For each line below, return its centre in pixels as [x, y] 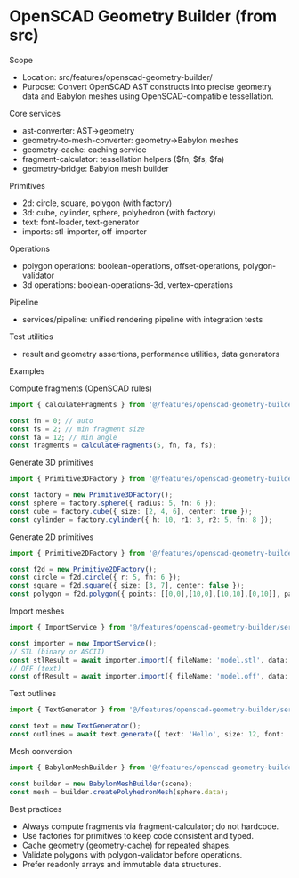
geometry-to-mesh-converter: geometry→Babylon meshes [130, 140]
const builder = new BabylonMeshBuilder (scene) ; [101, 784]
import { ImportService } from [67, 628]
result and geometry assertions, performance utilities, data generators [151, 354]
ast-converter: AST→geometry [78, 130]
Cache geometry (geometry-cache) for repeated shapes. [126, 845]
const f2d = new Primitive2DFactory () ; [83, 569]
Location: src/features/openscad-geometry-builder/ [117, 77]
